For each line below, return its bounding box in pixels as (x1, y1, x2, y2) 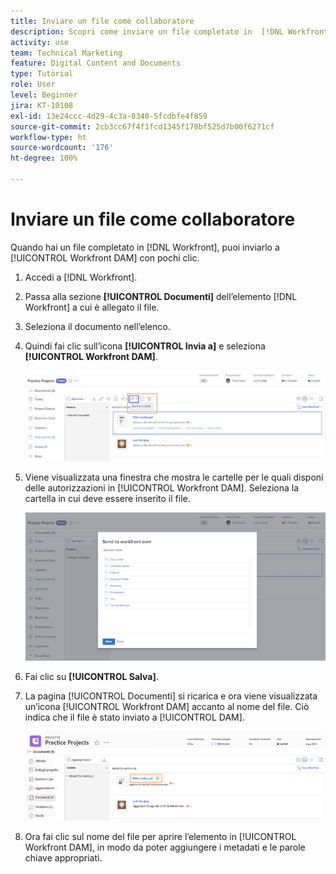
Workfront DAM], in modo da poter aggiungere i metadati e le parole (24, 841, 306, 853)
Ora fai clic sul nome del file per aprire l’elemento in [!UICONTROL (24, 830, 297, 842)
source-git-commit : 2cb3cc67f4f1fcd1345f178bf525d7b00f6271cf (10, 121, 275, 132)
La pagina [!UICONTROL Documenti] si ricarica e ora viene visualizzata (24, 690, 318, 702)
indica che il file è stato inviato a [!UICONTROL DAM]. (24, 711, 245, 723)
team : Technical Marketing (10, 48, 123, 58)
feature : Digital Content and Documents (10, 58, 182, 69)
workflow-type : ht (10, 132, 87, 142)
